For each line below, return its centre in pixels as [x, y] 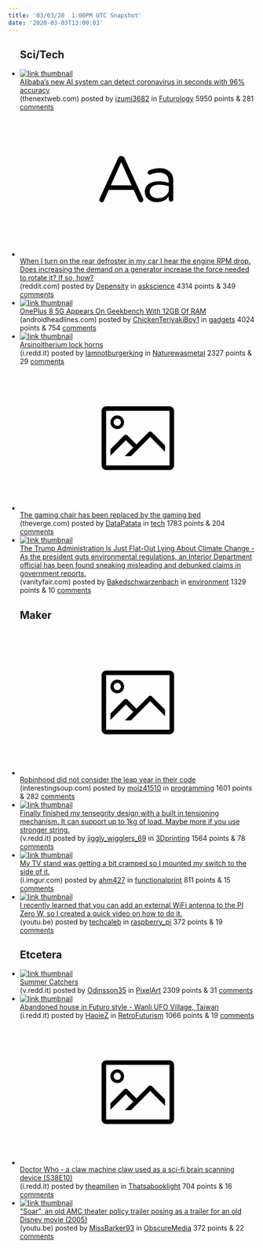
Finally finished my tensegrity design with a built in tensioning [119, 813]
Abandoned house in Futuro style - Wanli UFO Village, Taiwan [119, 1007]
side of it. [35, 872]
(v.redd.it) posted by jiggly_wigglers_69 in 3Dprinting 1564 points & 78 [132, 838]
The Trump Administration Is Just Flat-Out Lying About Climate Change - [137, 549]
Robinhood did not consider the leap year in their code [108, 780]
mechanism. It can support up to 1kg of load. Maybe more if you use [130, 821]
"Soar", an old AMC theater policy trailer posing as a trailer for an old [130, 1211]
